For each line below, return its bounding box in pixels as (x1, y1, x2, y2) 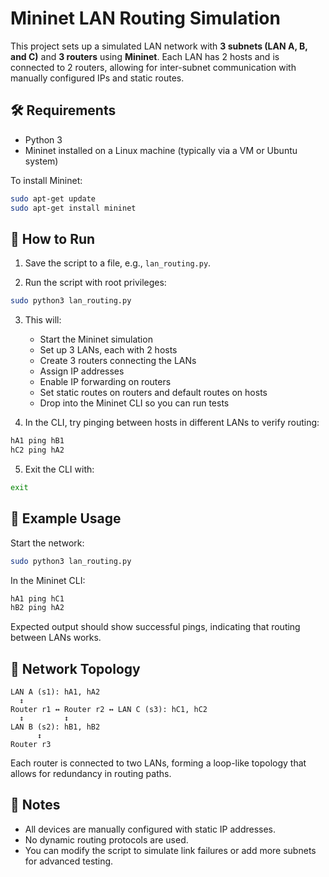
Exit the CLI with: (24, 463, 95, 475)
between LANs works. (10, 632, 102, 644)
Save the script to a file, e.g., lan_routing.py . (24, 257, 212, 269)
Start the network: (10, 537, 85, 549)
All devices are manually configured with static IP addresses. (24, 823, 277, 835)
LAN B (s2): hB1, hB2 (10, 722, 101, 732)
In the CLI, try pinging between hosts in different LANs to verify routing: (24, 417, 320, 429)
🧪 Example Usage (10, 510, 122, 527)
